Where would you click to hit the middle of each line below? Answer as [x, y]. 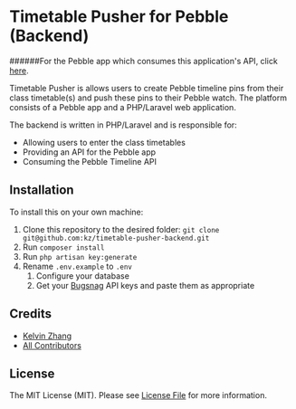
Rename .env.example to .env [77, 266]
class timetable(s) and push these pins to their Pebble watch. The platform [148, 98]
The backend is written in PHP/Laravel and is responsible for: [123, 125]
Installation [42, 190]
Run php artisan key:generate [80, 256]
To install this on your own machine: [76, 212]
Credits [31, 314]
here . [19, 71]
